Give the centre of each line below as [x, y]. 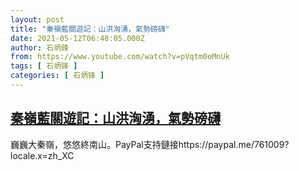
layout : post [37, 19]
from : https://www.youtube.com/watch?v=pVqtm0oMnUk [120, 57]
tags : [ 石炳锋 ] [44, 66]
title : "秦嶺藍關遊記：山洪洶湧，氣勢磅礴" [90, 29]
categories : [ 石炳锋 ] [57, 76]
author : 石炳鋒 [39, 47]
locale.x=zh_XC [42, 155]
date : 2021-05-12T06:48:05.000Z [77, 38]
